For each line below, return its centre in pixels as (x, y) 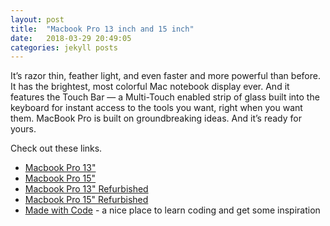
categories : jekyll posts (64, 47)
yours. (23, 129)
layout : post (37, 19)
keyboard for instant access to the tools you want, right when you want (156, 108)
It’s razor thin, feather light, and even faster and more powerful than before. (165, 76)
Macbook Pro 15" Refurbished (86, 200)
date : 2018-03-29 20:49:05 (71, 38)
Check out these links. (56, 148)
